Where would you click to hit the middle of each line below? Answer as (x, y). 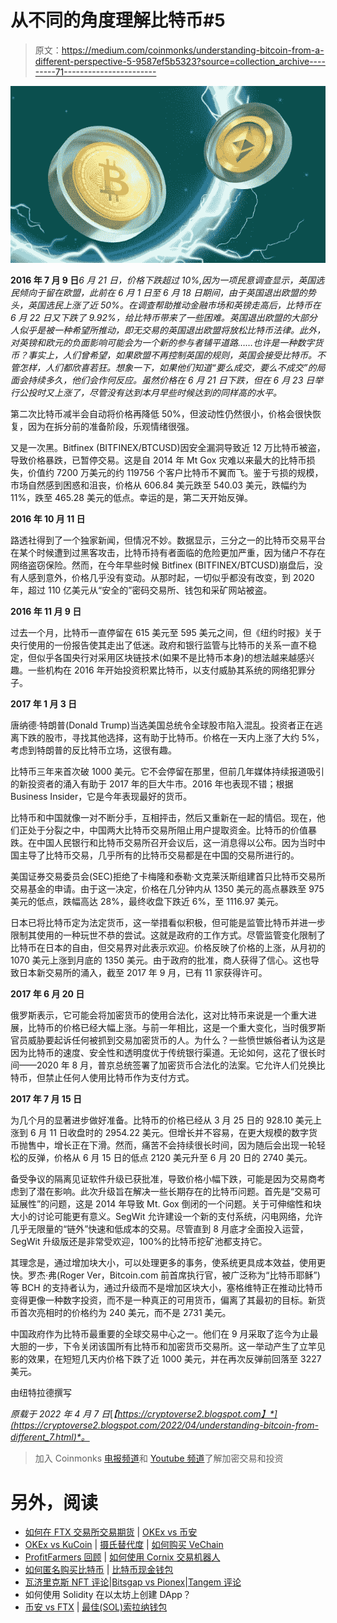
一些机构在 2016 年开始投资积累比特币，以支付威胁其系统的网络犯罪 (167, 670)
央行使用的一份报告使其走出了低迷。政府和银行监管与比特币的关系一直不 (159, 645)
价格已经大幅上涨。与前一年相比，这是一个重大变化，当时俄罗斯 (194, 1028)
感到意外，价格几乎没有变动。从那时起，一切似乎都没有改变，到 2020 (171, 578)
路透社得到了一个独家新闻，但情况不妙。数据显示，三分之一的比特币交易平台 (168, 540)
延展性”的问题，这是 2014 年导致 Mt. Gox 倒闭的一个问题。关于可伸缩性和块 (166, 1204)
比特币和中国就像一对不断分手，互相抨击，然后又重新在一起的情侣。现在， (163, 818)
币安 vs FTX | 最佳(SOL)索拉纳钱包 (96, 1607)
